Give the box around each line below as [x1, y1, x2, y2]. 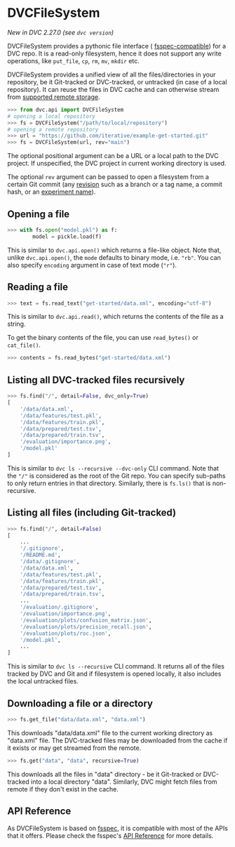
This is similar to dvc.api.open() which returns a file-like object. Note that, [7, 246, 222, 254]
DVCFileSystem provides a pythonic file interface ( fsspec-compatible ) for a [7, 41, 227, 50]
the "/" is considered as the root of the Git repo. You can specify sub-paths [7, 471, 226, 480]
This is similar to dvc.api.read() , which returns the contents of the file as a [7, 313, 224, 321]
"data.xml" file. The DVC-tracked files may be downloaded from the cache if [7, 736, 228, 744]
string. [7, 320, 26, 328]
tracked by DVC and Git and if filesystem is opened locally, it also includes [7, 669, 222, 678]
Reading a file [7, 281, 69, 293]
